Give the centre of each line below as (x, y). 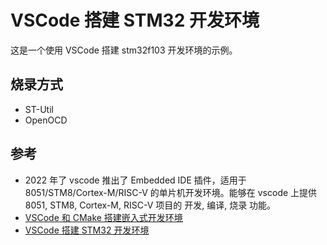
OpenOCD (46, 120)
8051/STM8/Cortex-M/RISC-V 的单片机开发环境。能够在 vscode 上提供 (171, 192)
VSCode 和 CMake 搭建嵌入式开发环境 (103, 217)
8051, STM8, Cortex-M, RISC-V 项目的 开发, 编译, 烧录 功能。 (150, 205)
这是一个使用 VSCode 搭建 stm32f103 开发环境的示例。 (124, 50)
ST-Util (39, 109)
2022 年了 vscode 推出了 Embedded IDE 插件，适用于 (135, 180)
